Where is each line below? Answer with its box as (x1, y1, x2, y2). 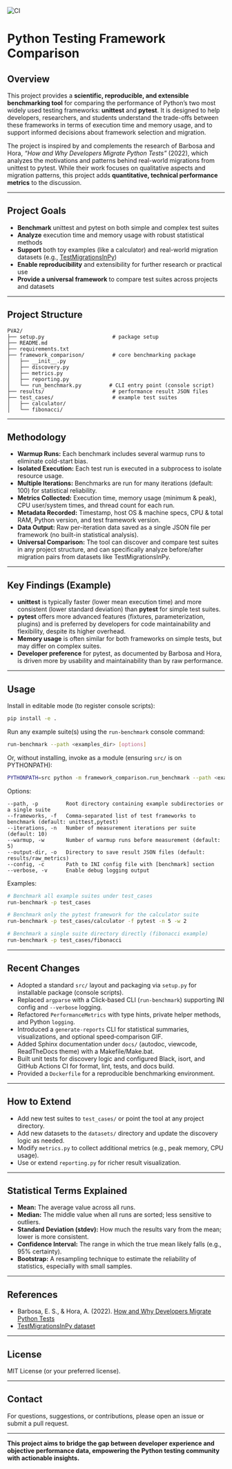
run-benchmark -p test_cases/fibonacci (7, 937, 122, 944)
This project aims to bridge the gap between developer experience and (7, 1439, 215, 1448)
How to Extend (7, 1096, 71, 1108)
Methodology (7, 432, 67, 443)
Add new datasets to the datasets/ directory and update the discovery (17, 1129, 218, 1137)
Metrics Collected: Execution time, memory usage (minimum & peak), (17, 494, 217, 502)
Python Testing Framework (7, 31, 166, 46)
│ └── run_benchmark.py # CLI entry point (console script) (7, 382, 215, 389)
